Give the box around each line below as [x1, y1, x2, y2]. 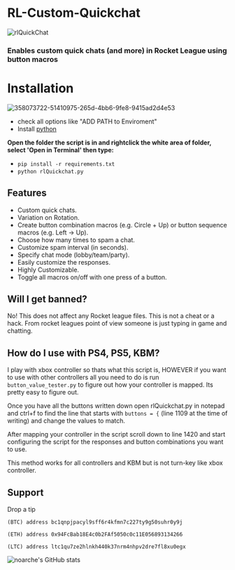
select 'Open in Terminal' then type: [7, 145, 114, 154]
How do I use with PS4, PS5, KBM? [7, 347, 160, 359]
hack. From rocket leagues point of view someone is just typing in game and [7, 319, 227, 328]
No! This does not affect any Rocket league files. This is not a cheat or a [7, 312, 215, 320]
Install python [17, 124, 57, 133]
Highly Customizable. [17, 265, 79, 274]
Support [7, 486, 44, 498]
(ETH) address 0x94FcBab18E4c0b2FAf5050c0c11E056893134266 [7, 531, 183, 538]
